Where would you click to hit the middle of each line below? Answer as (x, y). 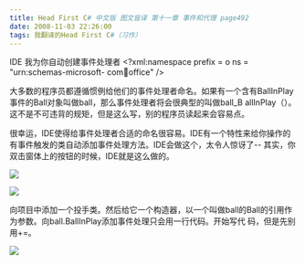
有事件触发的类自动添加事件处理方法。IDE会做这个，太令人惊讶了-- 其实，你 (153, 145)
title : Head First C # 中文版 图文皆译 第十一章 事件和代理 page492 (129, 18)
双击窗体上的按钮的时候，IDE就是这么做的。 (92, 156)
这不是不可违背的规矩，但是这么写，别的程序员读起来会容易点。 (129, 114)
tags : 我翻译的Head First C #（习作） (76, 35)
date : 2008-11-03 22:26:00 (61, 26)
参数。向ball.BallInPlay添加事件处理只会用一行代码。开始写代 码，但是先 (152, 221)
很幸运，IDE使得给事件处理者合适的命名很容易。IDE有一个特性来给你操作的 (150, 133)
